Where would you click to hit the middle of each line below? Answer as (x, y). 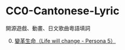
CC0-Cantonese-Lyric (62, 11)
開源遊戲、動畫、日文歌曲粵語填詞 (48, 28)
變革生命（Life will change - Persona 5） (65, 40)
